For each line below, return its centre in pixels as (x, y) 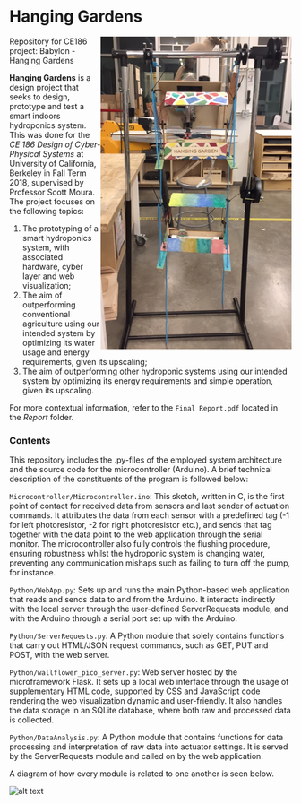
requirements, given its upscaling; (85, 361)
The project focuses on (52, 201)
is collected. (32, 720)
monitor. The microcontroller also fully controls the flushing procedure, (140, 544)
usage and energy (56, 352)
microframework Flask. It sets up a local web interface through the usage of (149, 682)
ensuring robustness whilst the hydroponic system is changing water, (138, 554)
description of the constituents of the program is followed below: (129, 479)
